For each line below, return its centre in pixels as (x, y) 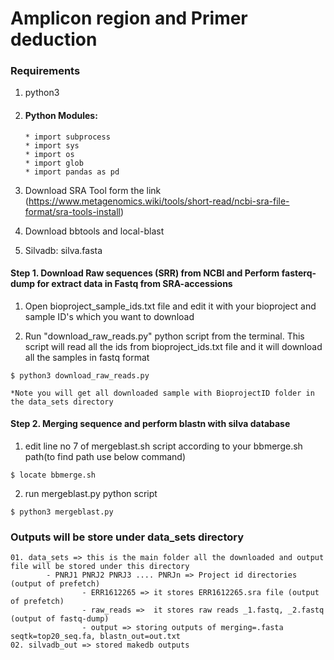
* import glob (54, 163)
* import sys (52, 145)
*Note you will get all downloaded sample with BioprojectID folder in (162, 393)
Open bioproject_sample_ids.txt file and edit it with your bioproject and (170, 306)
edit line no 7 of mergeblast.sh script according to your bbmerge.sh (163, 446)
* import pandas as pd (72, 172)
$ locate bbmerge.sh (53, 475)
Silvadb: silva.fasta (63, 250)
